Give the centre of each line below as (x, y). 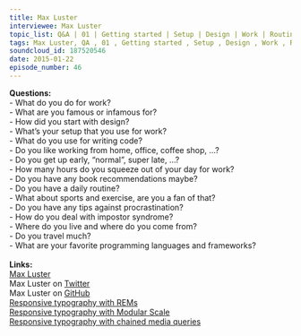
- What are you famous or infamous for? (83, 112)
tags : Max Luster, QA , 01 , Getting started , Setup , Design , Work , (148, 43)
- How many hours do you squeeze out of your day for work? (122, 169)
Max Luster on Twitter (50, 283)
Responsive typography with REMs (74, 302)
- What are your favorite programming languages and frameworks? (133, 245)
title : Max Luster (43, 17)
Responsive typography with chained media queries (105, 321)
